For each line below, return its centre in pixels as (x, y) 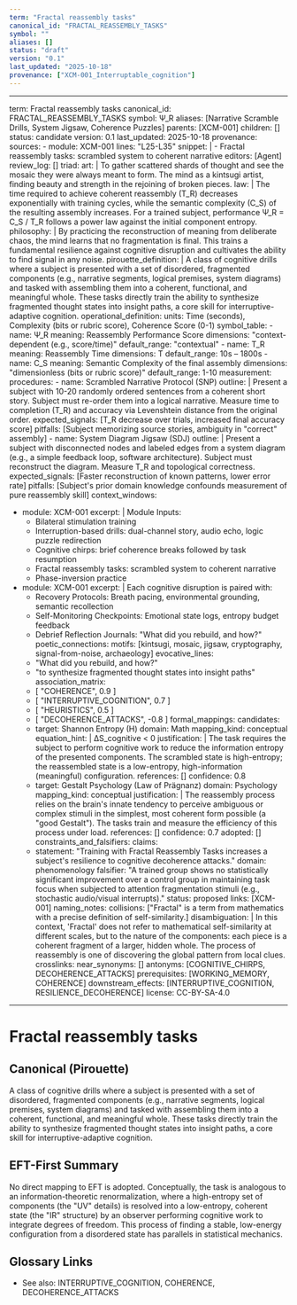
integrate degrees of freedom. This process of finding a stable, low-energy (146, 1224)
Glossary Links (51, 1261)
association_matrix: (70, 681)
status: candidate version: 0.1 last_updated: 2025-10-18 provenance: (133, 137)
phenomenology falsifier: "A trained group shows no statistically (152, 870)
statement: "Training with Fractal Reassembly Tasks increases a (151, 851)
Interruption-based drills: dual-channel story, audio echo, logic (149, 531)
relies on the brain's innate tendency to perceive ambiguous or (149, 804)
